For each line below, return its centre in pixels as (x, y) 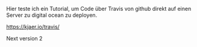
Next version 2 (24, 38)
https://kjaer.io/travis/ (33, 27)
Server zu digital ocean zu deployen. (52, 15)
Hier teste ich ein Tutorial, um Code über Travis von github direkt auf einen (99, 9)
